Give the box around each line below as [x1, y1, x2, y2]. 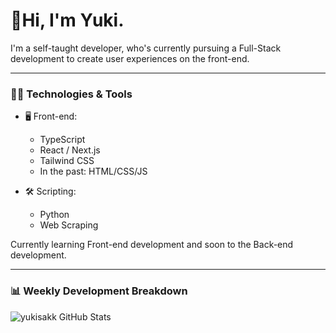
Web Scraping [39, 219, 99, 231]
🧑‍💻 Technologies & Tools [10, 87, 133, 101]
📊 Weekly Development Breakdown [10, 284, 188, 298]
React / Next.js [39, 144, 101, 156]
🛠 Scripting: [24, 185, 77, 198]
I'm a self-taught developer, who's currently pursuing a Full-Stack [10, 42, 282, 54]
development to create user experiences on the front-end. [10, 52, 250, 64]
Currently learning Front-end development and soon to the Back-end [10, 239, 294, 251]
